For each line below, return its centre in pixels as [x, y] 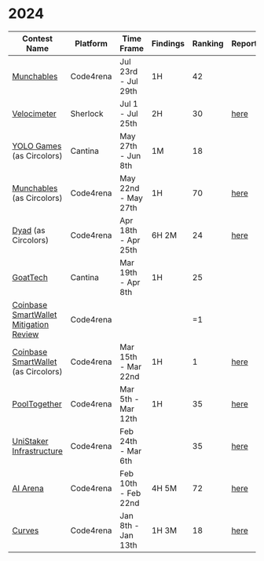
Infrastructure [37, 450]
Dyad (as [29, 230]
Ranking [208, 43]
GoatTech [30, 277]
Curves [26, 530]
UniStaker [30, 441]
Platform [91, 43]
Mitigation [31, 324]
